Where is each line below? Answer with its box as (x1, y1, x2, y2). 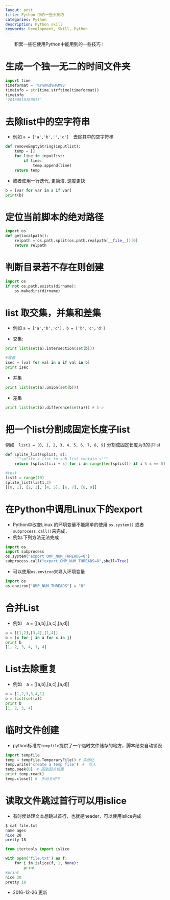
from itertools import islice (5, 846, 70, 852)
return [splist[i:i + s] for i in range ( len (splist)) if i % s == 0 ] (14, 461, 166, 466)
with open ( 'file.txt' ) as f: (5, 856, 67, 861)
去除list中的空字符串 (5, 116, 90, 128)
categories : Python (5, 17, 47, 22)
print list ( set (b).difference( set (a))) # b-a (5, 405, 104, 410)
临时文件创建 (5, 724, 60, 736)
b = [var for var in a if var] (5, 187, 72, 193)
